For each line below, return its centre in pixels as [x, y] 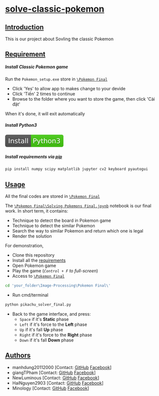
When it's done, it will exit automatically [45, 114]
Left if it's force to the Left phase [53, 324]
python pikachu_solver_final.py [38, 304]
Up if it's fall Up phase [41, 329]
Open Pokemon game [34, 265]
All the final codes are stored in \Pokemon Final [53, 196]
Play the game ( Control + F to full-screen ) [55, 270]
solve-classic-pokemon [55, 9]
